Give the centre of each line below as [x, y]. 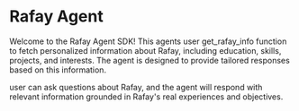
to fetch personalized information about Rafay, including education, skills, [145, 50]
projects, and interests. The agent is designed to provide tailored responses [149, 60]
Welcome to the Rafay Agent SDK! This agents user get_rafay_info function [148, 41]
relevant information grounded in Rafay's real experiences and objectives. [146, 97]
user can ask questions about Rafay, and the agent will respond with [136, 87]
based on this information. [58, 70]
